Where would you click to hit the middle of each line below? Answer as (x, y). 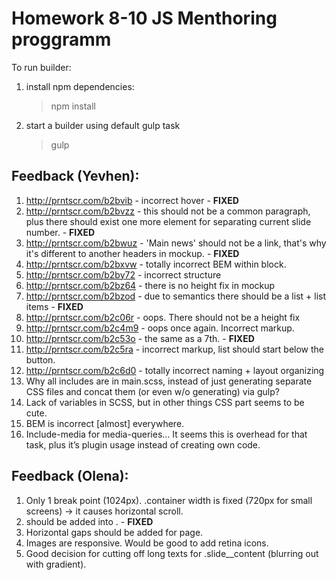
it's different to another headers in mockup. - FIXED (132, 253)
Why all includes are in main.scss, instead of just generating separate (169, 381)
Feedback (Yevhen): (75, 176)
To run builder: (41, 67)
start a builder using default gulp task (103, 125)
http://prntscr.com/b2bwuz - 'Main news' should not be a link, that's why (176, 243)
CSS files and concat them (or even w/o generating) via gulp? (152, 391)
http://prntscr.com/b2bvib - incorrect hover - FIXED (132, 200)
